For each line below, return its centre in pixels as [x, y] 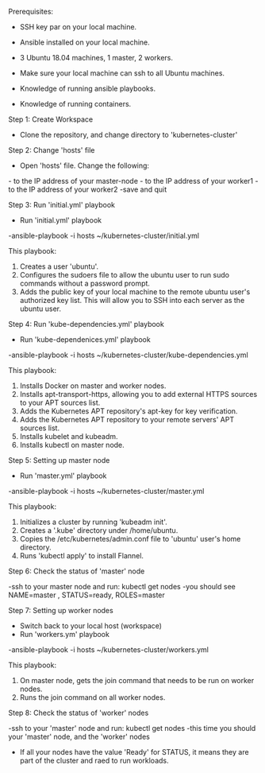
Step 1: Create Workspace [51, 119]
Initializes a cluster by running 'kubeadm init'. [94, 522]
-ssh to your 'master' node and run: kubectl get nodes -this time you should [132, 728]
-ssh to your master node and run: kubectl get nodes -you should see [122, 587]
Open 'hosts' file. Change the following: [84, 165]
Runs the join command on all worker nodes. [92, 697]
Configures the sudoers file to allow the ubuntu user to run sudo [125, 275]
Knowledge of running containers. [75, 104]
